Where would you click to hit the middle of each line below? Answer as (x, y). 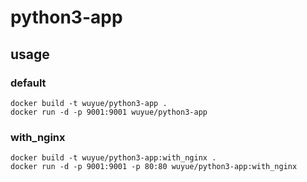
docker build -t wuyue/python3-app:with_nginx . (113, 158)
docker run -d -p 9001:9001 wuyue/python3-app (109, 112)
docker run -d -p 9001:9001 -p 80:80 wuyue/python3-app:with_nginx (154, 167)
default (28, 83)
